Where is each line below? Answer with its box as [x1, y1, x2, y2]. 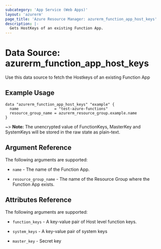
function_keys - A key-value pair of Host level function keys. [12, 219, 137, 225]
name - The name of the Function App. [12, 166, 90, 172]
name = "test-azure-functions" [9, 106, 108, 111]
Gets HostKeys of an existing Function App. [9, 26, 104, 31]
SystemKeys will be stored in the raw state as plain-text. [5, 129, 121, 135]
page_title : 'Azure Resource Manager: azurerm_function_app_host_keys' [5, 16, 157, 21]
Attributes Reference [5, 196, 72, 204]
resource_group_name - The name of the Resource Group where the [12, 176, 150, 182]
